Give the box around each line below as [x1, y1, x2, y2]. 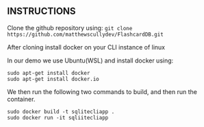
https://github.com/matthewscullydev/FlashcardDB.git [7, 31, 164, 38]
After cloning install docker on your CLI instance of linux [7, 43, 166, 51]
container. [7, 95, 36, 103]
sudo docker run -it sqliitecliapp [7, 114, 109, 121]
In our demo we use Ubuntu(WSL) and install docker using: [7, 56, 174, 65]
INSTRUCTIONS [7, 5, 77, 17]
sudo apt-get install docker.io [7, 76, 99, 82]
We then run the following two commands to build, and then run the [7, 87, 197, 95]
